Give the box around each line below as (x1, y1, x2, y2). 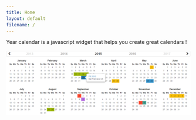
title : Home (6, 9, 35, 15)
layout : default (6, 15, 46, 22)
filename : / (6, 22, 35, 28)
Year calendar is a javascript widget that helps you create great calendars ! (6, 39, 187, 46)
